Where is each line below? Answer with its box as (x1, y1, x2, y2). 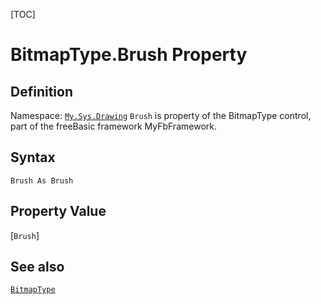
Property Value (10, 203, 107, 220)
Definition (10, 83, 73, 100)
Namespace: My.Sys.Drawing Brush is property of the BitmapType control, (10, 110, 312, 121)
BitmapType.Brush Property (10, 44, 248, 66)
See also (10, 259, 65, 276)
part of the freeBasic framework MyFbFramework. (10, 120, 217, 132)
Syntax (10, 149, 56, 166)
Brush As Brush (10, 175, 74, 186)
